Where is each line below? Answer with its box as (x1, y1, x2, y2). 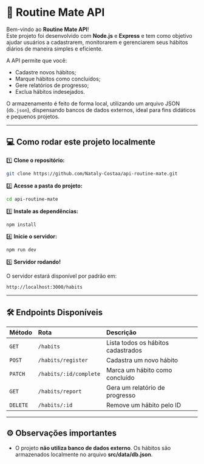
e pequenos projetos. (6, 113, 59, 120)
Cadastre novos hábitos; (15, 68, 76, 76)
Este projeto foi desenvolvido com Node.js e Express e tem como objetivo (6, 32, 192, 39)
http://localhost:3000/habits (6, 284, 83, 290)
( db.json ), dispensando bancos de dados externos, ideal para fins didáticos (6, 106, 196, 113)
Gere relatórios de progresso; (15, 82, 89, 89)
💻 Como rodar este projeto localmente (6, 137, 156, 147)
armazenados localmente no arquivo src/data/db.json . (15, 451, 153, 458)
